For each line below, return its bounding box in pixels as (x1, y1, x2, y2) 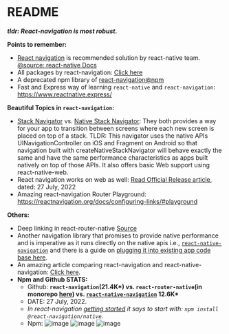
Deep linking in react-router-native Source (17, 224, 138, 232)
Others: (7, 211, 30, 219)
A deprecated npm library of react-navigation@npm (17, 75, 164, 83)
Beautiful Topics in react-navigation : (7, 103, 115, 112)
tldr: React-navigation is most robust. (7, 27, 118, 35)
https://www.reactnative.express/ (17, 90, 112, 98)
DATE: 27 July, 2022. (27, 297, 87, 305)
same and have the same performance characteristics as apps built (17, 153, 208, 162)
